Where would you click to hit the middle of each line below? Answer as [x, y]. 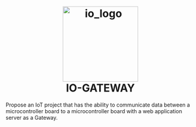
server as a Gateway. [32, 117]
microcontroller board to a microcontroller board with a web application [94, 111]
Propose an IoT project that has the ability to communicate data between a [98, 105]
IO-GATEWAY [100, 88]
